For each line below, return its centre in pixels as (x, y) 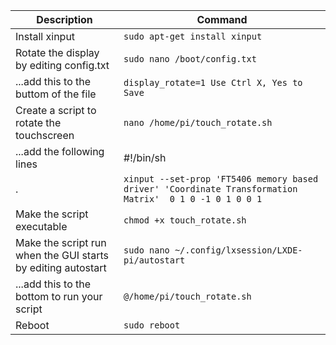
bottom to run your (59, 296)
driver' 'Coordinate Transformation (210, 189)
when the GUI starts (62, 255)
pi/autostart (154, 260)
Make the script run (61, 242)
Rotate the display (57, 52)
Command (222, 19)
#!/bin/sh (145, 157)
